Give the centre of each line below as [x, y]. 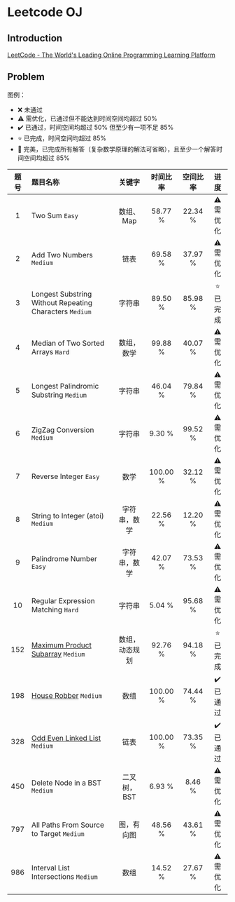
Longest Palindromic [65, 386]
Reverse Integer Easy [65, 476]
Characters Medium [61, 311]
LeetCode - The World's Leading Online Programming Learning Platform [111, 55]
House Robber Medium [67, 696]
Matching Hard [55, 610]
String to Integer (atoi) [68, 516]
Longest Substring [62, 294]
